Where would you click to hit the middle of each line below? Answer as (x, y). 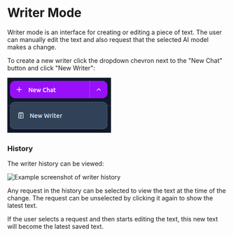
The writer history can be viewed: (56, 164)
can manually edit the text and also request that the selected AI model (108, 39)
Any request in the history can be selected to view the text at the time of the (116, 191)
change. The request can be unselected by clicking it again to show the (110, 198)
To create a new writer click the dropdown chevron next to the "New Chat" (115, 60)
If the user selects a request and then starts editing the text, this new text (113, 219)
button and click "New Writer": (51, 68)
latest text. (22, 206)
